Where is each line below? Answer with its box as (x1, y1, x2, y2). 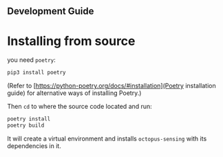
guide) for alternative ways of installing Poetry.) (7, 89, 142, 97)
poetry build (7, 122, 45, 129)
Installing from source (7, 33, 136, 49)
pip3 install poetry (7, 69, 67, 76)
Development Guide (7, 6, 94, 17)
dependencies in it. (7, 141, 62, 150)
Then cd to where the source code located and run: (7, 103, 153, 111)
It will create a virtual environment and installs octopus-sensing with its (7, 134, 207, 143)
